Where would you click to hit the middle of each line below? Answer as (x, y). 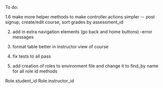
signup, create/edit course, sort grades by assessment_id (64, 22)
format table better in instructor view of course (60, 46)
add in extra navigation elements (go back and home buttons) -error (82, 32)
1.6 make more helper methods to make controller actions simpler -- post (80, 17)
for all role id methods (35, 71)
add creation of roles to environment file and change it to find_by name (85, 66)
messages (23, 37)
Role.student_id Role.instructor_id (40, 81)
